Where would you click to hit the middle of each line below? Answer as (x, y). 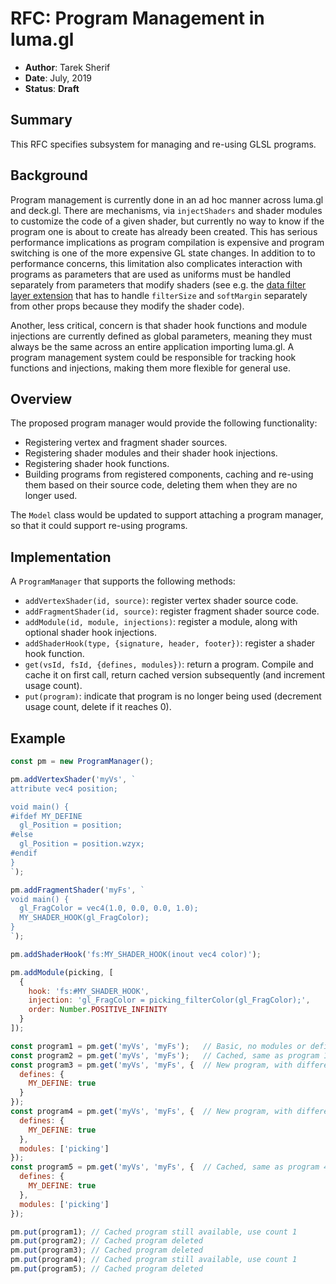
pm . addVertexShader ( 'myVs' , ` (73, 779)
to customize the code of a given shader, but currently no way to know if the (167, 221)
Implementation (61, 557)
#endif (24, 853)
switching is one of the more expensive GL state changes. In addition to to (163, 253)
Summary (41, 120)
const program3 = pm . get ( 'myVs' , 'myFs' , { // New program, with (151, 1065)
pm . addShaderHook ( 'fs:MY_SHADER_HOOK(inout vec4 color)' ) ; (136, 954)
